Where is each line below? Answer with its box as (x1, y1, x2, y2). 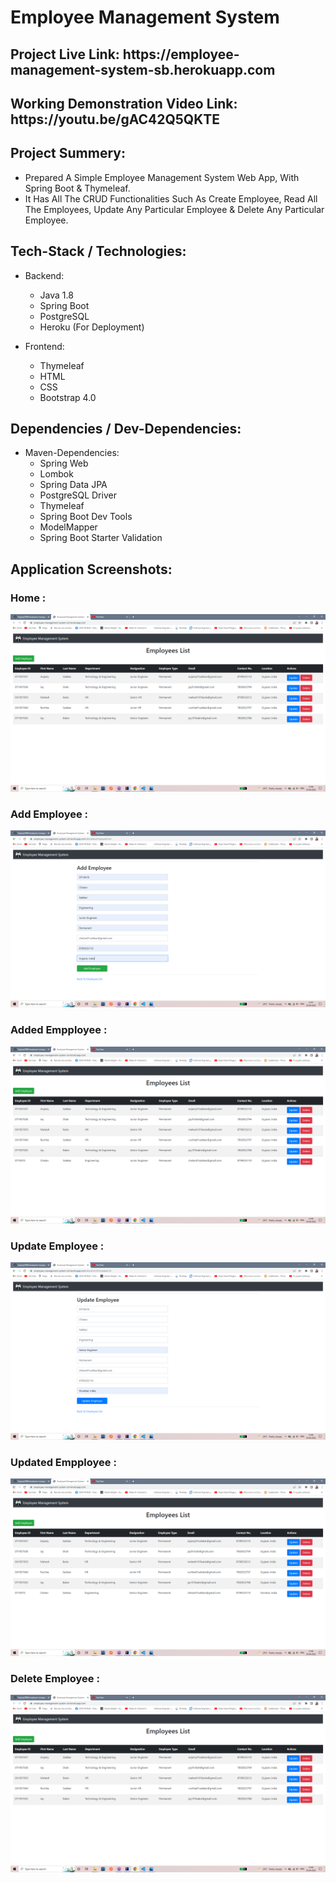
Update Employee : (10, 1239, 105, 1253)
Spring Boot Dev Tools (39, 511, 133, 523)
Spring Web (39, 457, 89, 470)
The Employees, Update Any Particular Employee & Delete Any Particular (24, 203, 325, 215)
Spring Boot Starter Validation (39, 532, 163, 544)
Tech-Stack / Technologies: (10, 243, 187, 260)
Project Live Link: (10, 46, 120, 63)
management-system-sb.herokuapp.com (10, 61, 276, 78)
